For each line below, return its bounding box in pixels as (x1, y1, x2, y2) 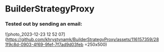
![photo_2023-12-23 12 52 (5, 31, 58, 37)
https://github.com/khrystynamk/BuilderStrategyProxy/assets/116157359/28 (6, 37, 159, 42)
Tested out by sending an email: (5, 21, 82, 27)
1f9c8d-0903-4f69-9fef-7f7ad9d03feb (5, 42, 84, 48)
